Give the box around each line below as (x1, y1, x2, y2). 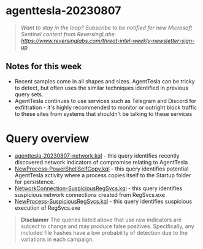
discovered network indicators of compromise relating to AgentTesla (14, 158, 188, 166)
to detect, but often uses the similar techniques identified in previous (14, 84, 188, 91)
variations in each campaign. (20, 236, 94, 243)
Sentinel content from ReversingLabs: (20, 30, 117, 37)
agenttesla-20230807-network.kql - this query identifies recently (14, 151, 180, 159)
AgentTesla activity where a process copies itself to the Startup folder (14, 171, 191, 178)
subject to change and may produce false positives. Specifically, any (20, 222, 194, 230)
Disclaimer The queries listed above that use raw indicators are (20, 216, 182, 223)
